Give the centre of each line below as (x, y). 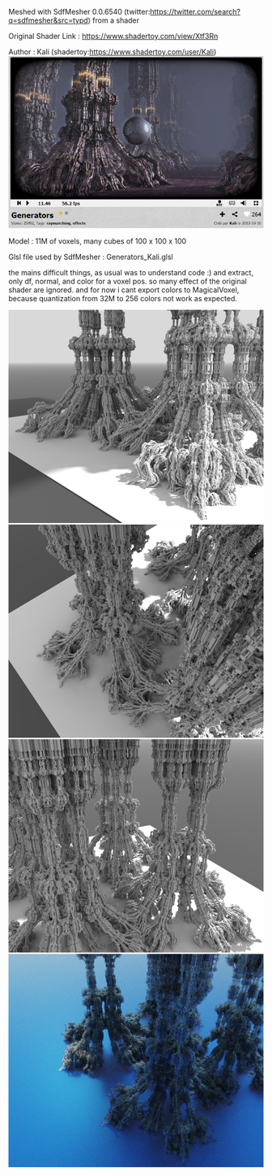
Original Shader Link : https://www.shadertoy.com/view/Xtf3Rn (113, 36)
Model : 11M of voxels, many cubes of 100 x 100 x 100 (98, 241)
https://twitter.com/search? (195, 12)
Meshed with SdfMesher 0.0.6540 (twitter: (79, 12)
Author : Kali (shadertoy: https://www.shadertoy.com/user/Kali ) (113, 52)
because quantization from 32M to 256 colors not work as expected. (123, 298)
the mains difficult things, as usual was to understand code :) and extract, (131, 272)
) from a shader (114, 20)
